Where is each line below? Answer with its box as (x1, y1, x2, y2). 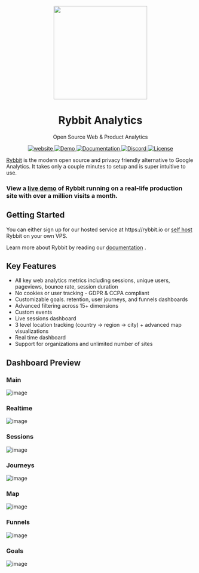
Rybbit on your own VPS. (6, 232, 68, 239)
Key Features (6, 261, 57, 271)
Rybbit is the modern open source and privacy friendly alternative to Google (6, 156, 194, 164)
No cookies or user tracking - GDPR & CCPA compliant (14, 290, 149, 297)
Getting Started (6, 210, 65, 220)
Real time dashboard (14, 334, 66, 341)
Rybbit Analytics (58, 114, 143, 127)
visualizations (14, 327, 49, 335)
